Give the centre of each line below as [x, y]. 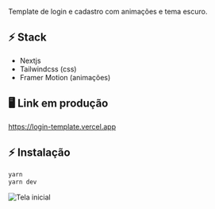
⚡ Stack [27, 38]
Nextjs [30, 60]
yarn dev [23, 182]
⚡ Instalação [39, 153]
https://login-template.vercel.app [62, 126]
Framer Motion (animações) [65, 77]
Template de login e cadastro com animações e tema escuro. [108, 12]
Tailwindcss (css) [48, 69]
